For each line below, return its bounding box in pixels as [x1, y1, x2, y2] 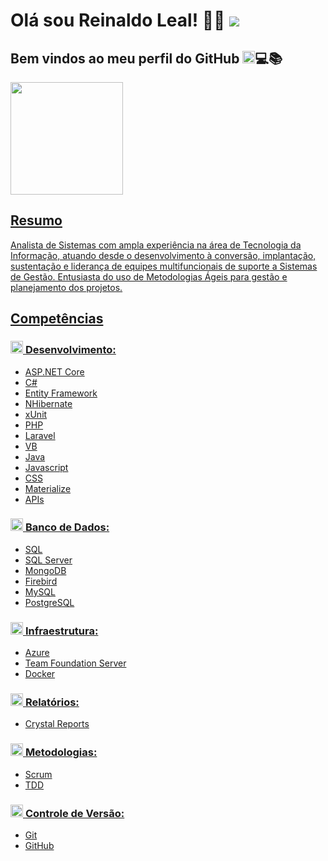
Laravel [24, 429, 56, 441]
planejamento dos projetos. [10, 281, 123, 293]
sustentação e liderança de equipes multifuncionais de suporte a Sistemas [10, 260, 318, 272]
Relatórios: [24, 695, 80, 709]
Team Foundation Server [24, 657, 127, 669]
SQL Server [24, 554, 73, 566]
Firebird [24, 575, 58, 587]
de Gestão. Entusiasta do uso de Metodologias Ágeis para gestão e [10, 270, 288, 283]
